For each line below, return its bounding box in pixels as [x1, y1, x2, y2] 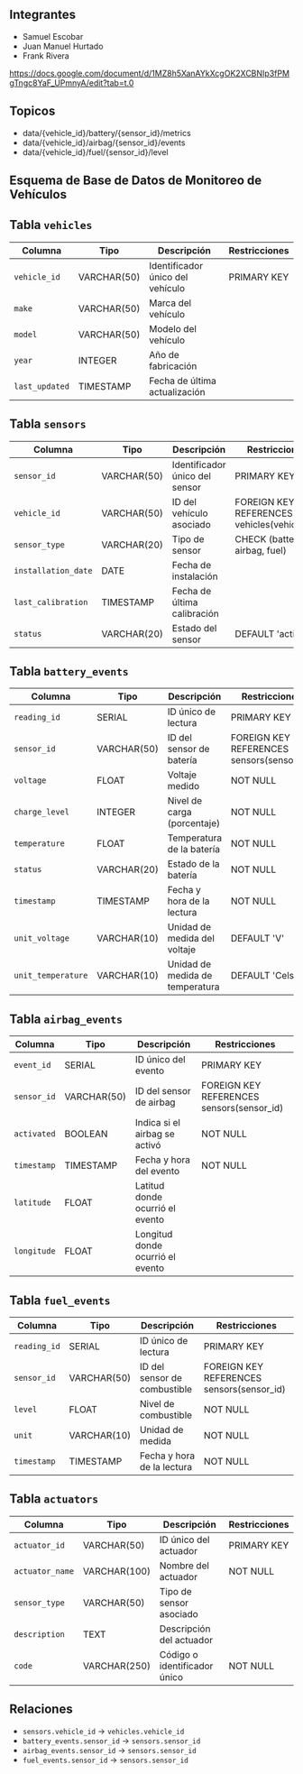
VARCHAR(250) [82, 1659, 151, 1672]
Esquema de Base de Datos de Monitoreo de [9, 173, 262, 188]
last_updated [14, 381, 70, 391]
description [14, 1629, 66, 1640]
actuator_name [14, 1566, 75, 1576]
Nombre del [159, 1559, 210, 1572]
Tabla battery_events [9, 664, 129, 679]
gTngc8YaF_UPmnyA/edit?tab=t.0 [9, 77, 134, 88]
